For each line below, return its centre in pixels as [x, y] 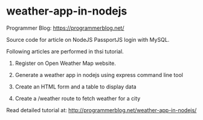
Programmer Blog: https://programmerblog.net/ [65, 28]
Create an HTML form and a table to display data [76, 87]
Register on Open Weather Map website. [66, 63]
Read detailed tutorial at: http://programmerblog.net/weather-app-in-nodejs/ [101, 110]
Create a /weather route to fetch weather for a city [78, 98]
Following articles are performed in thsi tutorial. [65, 51]
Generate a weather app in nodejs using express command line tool [99, 75]
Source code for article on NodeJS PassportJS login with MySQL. [88, 39]
